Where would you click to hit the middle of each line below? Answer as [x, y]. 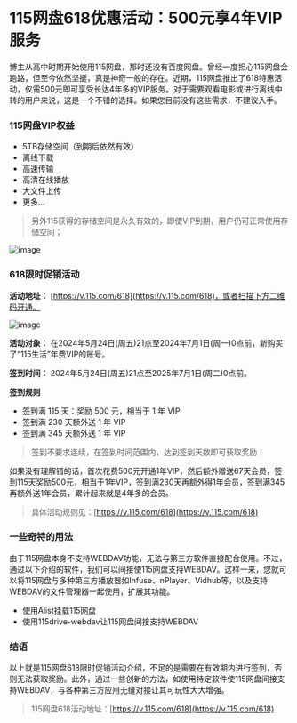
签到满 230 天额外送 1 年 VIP [74, 422]
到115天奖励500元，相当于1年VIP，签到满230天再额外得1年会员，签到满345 [147, 482]
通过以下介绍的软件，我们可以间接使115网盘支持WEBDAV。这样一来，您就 [144, 569]
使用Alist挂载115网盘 [59, 610]
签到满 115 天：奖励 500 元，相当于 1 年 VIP [101, 411]
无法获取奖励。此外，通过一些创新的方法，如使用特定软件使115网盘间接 [147, 679]
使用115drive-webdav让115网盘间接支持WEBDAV [110, 621]
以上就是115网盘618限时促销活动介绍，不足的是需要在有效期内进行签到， [142, 668]
